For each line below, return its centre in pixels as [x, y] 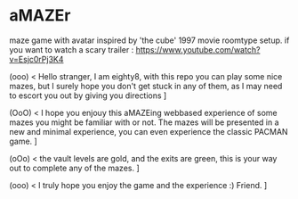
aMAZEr [40, 16]
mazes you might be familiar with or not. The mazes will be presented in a [144, 122]
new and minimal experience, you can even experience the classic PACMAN [149, 131]
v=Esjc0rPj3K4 [36, 59]
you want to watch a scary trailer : [72, 49]
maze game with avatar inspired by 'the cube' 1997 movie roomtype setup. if [149, 40]
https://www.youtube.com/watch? [198, 49]
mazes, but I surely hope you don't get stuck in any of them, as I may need [146, 86]
